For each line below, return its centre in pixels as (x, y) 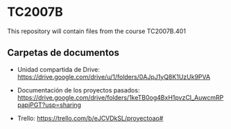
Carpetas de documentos (63, 53)
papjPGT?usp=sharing (49, 105)
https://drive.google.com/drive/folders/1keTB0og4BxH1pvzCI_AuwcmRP (120, 97)
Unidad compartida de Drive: (59, 69)
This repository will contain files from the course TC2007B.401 (96, 31)
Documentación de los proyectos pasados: (78, 90)
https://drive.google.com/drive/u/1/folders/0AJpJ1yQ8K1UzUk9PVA (113, 77)
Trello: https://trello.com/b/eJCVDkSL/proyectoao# (90, 118)
